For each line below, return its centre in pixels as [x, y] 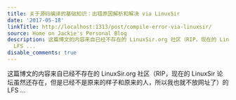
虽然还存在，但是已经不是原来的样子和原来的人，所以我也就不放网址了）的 [121, 82]
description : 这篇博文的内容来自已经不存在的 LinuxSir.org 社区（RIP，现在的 [112, 40]
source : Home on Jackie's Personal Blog [67, 33]
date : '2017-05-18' [36, 20]
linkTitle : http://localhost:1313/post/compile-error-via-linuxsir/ [110, 27]
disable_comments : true [42, 53]
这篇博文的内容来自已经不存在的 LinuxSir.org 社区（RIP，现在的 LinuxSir [111, 73]
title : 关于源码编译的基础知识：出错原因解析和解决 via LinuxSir [94, 14]
